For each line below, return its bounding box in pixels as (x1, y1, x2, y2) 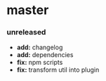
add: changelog (16, 43, 63, 51)
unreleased (6, 27, 46, 37)
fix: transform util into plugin (16, 66, 100, 74)
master (6, 2, 49, 18)
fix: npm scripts (16, 58, 63, 67)
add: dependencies (16, 51, 74, 59)
